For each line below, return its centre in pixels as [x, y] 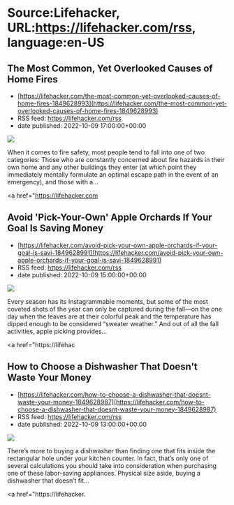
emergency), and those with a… [53, 182]
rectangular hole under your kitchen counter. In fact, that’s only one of [108, 458]
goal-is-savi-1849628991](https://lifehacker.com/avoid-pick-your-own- [120, 252]
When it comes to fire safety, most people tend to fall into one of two [106, 152]
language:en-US [56, 43]
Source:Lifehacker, [64, 13]
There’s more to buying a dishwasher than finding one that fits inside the [111, 451]
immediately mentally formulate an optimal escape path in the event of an [113, 175]
